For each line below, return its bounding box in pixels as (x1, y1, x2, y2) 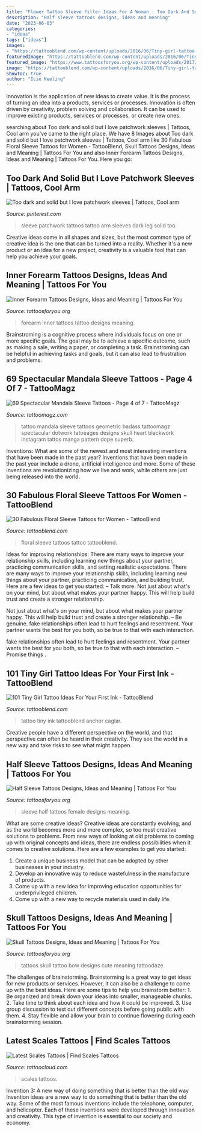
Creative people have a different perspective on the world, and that (6, 729, 173, 736)
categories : (6, 25, 36, 32)
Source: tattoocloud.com (6, 1063, 68, 1070)
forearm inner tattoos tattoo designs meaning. (20, 319, 135, 326)
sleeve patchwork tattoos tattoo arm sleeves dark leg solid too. (20, 221, 177, 229)
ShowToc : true (6, 71, 42, 77)
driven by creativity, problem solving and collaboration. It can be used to (6, 106, 186, 113)
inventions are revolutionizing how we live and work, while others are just (6, 466, 188, 473)
